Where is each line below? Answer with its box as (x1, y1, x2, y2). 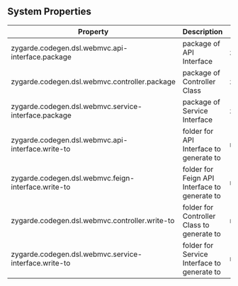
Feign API (182, 173, 215, 183)
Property (77, 26, 109, 36)
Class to (182, 219, 210, 229)
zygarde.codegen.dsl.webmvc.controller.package (11, 76, 176, 86)
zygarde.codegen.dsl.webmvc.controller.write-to (11, 215, 175, 225)
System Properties (7, 6, 92, 18)
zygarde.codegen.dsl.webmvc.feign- (11, 173, 135, 183)
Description (182, 26, 223, 36)
